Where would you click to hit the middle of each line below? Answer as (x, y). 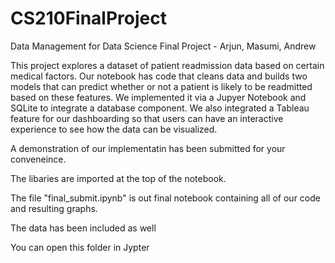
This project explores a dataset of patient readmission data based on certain (167, 65)
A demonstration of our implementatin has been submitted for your (148, 148)
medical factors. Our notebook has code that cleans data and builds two (159, 76)
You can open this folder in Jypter (80, 247)
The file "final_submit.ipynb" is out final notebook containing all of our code (165, 198)
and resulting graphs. (54, 208)
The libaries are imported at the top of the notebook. (118, 178)
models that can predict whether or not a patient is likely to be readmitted (161, 86)
